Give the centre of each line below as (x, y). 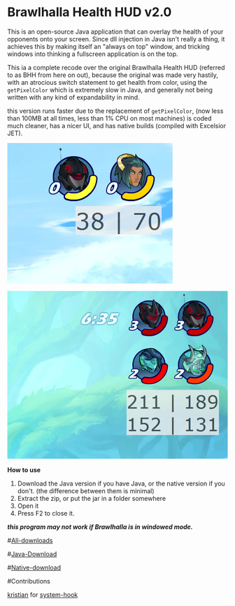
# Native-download (34, 567)
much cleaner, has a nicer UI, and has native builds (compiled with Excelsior (117, 125)
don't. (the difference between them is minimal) (86, 491)
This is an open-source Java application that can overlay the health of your (115, 32)
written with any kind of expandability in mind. (73, 97)
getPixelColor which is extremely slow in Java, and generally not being (110, 90)
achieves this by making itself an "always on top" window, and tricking (108, 46)
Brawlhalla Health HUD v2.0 (90, 12)
